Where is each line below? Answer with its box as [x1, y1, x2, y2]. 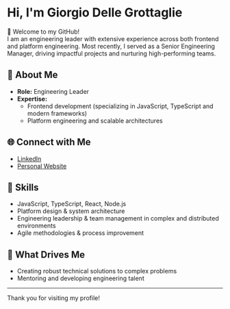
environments [16, 221, 56, 230]
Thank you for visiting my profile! [7, 294, 101, 302]
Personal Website [16, 162, 67, 170]
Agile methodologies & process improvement [16, 229, 144, 237]
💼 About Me [7, 69, 58, 81]
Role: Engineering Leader [16, 87, 90, 95]
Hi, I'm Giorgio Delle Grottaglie [7, 5, 183, 21]
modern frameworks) [27, 109, 88, 117]
